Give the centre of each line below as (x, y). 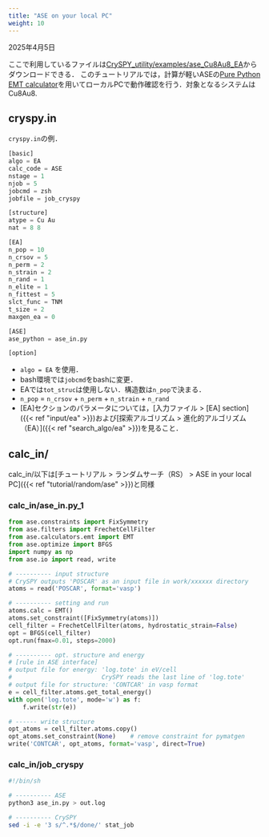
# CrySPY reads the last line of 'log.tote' (127, 677)
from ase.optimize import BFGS (60, 545)
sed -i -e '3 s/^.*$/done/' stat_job (71, 825)
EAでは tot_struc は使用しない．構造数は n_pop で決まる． (113, 390)
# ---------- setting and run (59, 603)
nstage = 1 (26, 176)
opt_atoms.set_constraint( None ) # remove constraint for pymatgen (127, 737)
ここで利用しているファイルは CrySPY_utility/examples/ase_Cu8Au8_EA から (133, 64)
